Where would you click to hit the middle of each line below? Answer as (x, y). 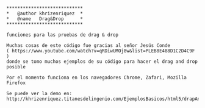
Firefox (16, 83)
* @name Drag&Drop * (45, 19)
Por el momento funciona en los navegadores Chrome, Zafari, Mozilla (97, 77)
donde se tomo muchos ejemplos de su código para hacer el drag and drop (102, 62)
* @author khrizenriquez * (45, 13)
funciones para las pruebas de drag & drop (63, 35)
